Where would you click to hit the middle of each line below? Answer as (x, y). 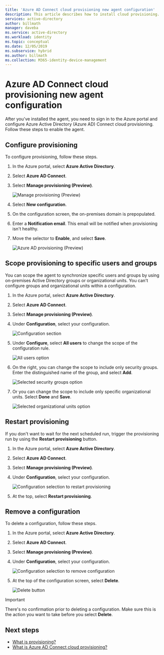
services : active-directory (34, 19)
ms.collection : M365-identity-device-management (56, 60)
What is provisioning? (34, 642)
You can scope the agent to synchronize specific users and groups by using (82, 275)
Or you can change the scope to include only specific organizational (82, 392)
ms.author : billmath (26, 55)
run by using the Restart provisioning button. (51, 439)
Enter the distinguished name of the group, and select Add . (72, 372)
